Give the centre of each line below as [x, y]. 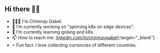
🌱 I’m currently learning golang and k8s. [53, 32]
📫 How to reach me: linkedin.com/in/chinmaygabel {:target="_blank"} [83, 37]
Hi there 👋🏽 [22, 9]
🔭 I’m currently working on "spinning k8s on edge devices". [73, 26]
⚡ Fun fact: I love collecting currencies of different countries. [74, 45]
